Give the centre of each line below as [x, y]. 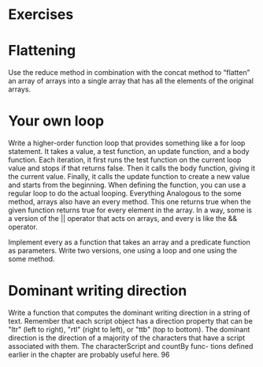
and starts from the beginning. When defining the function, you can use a [127, 185]
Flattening [42, 51]
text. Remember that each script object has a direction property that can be [131, 321]
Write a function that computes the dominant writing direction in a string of [129, 313]
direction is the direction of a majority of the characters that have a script [127, 338]
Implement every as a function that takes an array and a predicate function [129, 242]
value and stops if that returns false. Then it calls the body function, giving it [132, 168]
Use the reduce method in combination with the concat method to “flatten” [129, 73]
